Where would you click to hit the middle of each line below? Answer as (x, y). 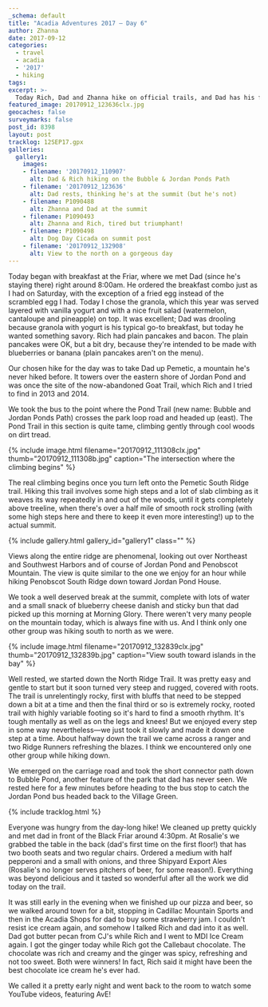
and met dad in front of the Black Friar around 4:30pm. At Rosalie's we (124, 835)
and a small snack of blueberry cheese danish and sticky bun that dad (124, 605)
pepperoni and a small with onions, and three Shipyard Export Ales (118, 861)
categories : (28, 46)
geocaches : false (37, 113)
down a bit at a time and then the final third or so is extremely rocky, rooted (132, 704)
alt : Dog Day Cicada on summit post (90, 239)
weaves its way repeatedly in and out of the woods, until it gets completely (131, 500)
